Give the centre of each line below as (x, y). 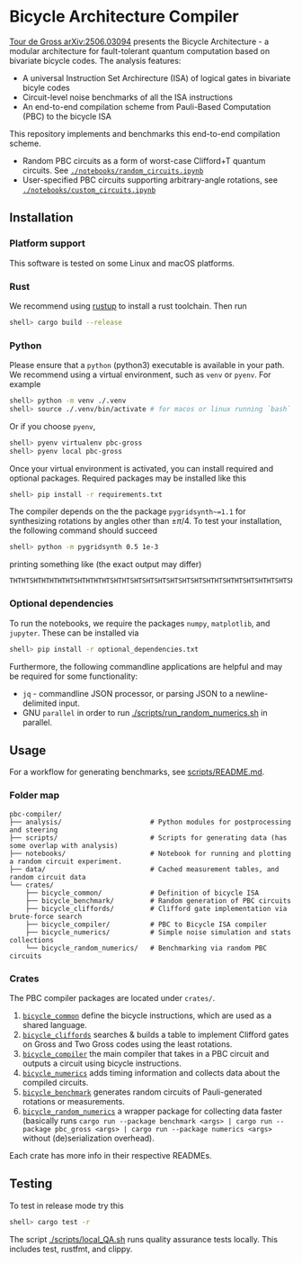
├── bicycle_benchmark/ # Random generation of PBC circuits (159, 901)
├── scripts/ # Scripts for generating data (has (148, 838)
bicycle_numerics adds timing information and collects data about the (151, 1072)
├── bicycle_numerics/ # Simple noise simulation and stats (159, 932)
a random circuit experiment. (66, 862)
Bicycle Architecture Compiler (124, 17)
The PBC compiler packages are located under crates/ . (112, 997)
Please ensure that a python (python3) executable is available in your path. (147, 365)
